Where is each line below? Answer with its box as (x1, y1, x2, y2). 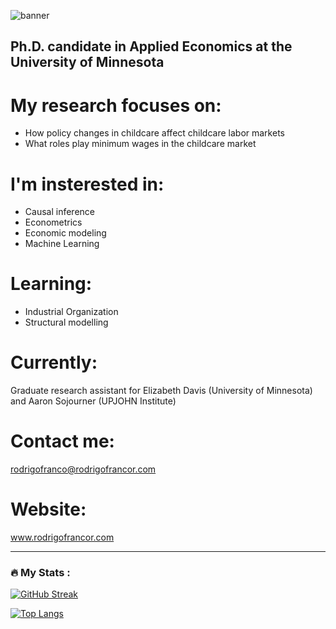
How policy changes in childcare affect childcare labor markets (24, 127, 285, 139)
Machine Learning (24, 238, 100, 250)
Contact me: (10, 430, 115, 453)
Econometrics (24, 216, 83, 229)
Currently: (10, 351, 98, 374)
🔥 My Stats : (10, 565, 71, 579)
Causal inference (24, 206, 95, 218)
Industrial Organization (24, 306, 119, 318)
